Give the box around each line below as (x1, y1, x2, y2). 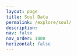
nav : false (6, 30, 33, 36)
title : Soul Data (6, 14, 48, 20)
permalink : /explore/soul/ (6, 19, 72, 25)
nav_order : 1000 (6, 36, 45, 41)
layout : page (6, 8, 38, 15)
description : (6, 24, 38, 31)
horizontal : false (6, 41, 51, 47)
